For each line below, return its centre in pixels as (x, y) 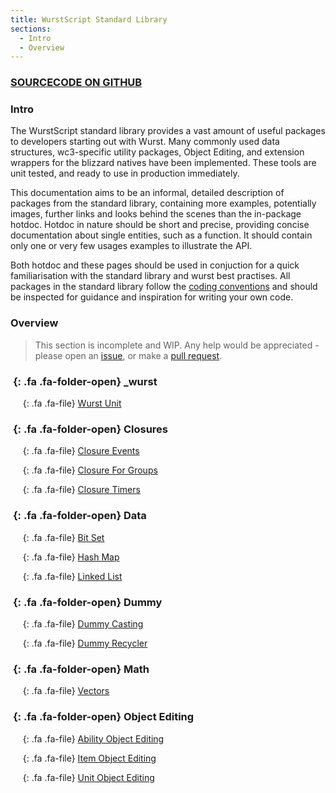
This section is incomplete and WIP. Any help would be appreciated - (177, 345)
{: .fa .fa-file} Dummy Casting (83, 623)
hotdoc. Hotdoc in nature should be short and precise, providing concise (160, 225)
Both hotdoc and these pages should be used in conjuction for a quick (155, 265)
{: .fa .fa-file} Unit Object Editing (88, 777)
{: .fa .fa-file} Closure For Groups (90, 470)
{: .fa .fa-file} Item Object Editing (89, 758)
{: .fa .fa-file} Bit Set (63, 537)
